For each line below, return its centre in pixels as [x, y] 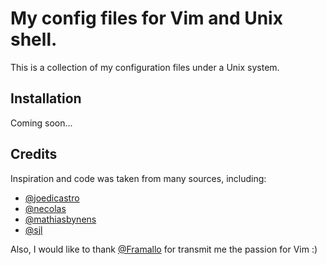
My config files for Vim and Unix [146, 18]
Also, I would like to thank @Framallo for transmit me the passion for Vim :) [164, 249]
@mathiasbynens [60, 219]
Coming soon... [41, 123]
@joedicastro [52, 198]
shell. [34, 39]
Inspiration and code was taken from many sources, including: [138, 178]
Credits [34, 154]
